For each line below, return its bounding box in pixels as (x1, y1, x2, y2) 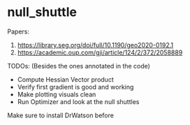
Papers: (7, 27, 30, 36)
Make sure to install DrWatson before (7, 111, 114, 119)
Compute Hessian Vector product (17, 75, 114, 84)
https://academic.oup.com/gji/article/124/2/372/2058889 (17, 48, 183, 57)
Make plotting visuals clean (17, 90, 96, 98)
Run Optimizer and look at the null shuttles (17, 97, 140, 105)
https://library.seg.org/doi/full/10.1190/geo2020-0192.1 (17, 41, 174, 49)
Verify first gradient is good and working (17, 82, 134, 91)
